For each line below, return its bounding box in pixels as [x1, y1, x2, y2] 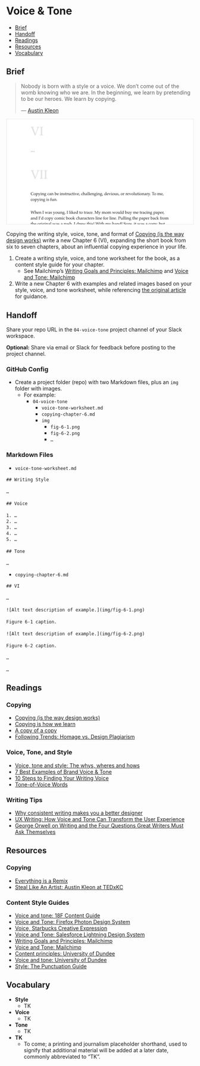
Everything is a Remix [14, 877, 68, 884]
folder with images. [14, 385, 62, 392]
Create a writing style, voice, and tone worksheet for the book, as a [14, 255, 180, 262]
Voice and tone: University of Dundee [14, 956, 107, 963]
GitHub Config [6, 365, 49, 373]
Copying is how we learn [14, 721, 76, 728]
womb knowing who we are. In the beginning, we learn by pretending [20, 88, 190, 96]
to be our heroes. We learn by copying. [20, 95, 117, 102]
